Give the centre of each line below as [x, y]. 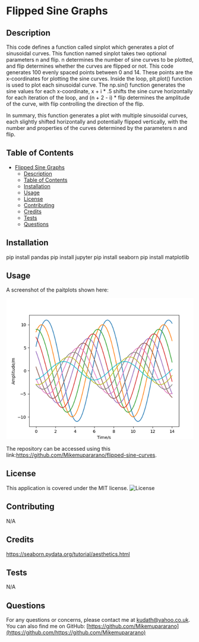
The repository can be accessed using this [59, 449]
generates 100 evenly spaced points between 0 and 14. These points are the [99, 72]
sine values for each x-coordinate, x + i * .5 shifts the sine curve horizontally [99, 91]
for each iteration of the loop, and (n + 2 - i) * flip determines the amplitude [98, 97]
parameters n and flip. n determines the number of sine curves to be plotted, [100, 60]
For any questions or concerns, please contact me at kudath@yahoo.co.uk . [98, 620]
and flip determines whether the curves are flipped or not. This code [90, 66]
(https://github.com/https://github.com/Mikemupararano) [76, 632]
